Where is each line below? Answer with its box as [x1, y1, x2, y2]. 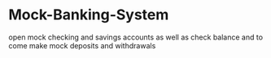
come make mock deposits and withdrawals [8, 40, 156, 50]
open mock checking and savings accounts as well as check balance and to [8, 32, 263, 42]
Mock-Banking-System [8, 6, 169, 24]
